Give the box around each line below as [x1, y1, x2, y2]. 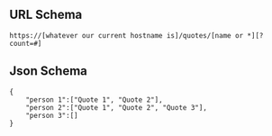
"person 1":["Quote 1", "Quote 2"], [25, 95, 164, 104]
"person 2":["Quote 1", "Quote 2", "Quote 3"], [25, 103, 207, 112]
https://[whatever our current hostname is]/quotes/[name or [9, 31, 244, 40]
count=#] [9, 39, 42, 48]
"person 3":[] [25, 111, 78, 120]
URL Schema [9, 7, 83, 23]
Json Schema [9, 63, 88, 79]
